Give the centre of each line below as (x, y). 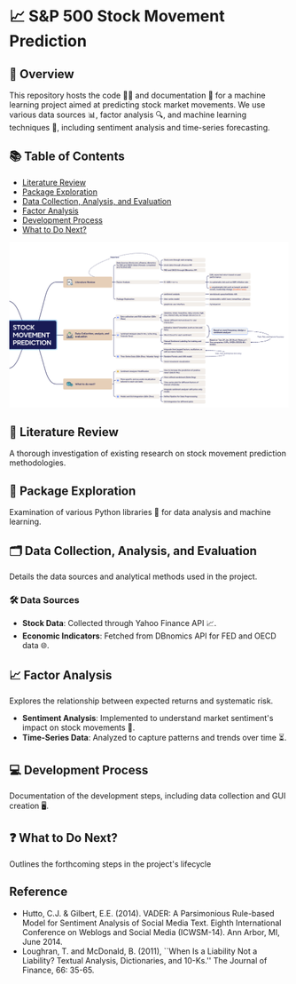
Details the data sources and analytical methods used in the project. (133, 576)
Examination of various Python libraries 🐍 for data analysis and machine (140, 512)
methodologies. (38, 463)
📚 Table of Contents (67, 157)
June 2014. (43, 941)
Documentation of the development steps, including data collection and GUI (148, 796)
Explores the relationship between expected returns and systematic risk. (141, 701)
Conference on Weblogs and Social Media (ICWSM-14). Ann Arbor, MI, (151, 932)
